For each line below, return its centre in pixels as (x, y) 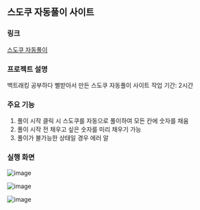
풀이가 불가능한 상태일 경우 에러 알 (63, 138)
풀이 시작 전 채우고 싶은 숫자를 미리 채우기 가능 (79, 129)
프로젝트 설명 (27, 69)
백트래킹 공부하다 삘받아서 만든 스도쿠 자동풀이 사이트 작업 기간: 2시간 (100, 85)
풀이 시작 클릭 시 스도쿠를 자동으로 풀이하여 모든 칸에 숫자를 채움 (103, 121)
